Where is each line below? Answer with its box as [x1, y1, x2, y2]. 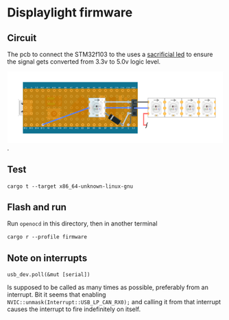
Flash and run [7, 201, 67, 213]
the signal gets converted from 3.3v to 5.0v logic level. [7, 58, 161, 66]
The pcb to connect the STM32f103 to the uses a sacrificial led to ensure [7, 50, 213, 58]
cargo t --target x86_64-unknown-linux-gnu [7, 183, 134, 190]
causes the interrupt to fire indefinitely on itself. [7, 305, 141, 313]
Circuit [7, 32, 37, 44]
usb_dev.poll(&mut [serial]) [7, 271, 91, 278]
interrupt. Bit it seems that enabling [7, 291, 106, 299]
